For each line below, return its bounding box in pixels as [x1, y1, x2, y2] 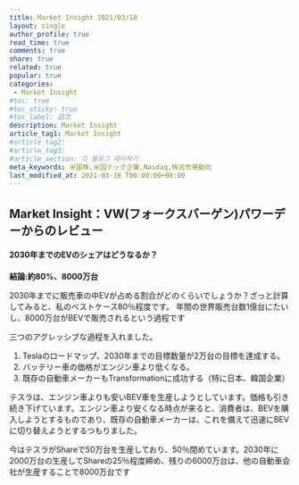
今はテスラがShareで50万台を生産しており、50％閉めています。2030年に [9, 444, 279, 455]
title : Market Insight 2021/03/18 [9, 13, 138, 22]
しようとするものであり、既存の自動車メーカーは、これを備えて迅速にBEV [16, 414, 290, 424]
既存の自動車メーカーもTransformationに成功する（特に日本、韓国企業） [21, 372, 290, 383]
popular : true [9, 71, 62, 80]
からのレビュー [21, 222, 104, 238]
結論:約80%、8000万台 [9, 271, 98, 281]
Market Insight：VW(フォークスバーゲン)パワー [9, 206, 274, 222]
